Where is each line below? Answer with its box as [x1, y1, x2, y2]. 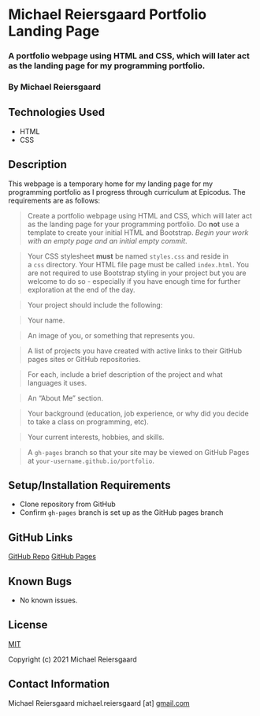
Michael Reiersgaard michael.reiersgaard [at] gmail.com [8, 698, 191, 707]
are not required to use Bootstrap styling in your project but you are [27, 268, 247, 278]
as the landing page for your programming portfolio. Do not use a [27, 219, 240, 229]
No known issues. [19, 595, 78, 605]
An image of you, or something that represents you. [27, 330, 195, 340]
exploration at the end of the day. [27, 285, 136, 294]
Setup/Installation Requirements [8, 479, 171, 492]
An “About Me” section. [27, 393, 104, 403]
